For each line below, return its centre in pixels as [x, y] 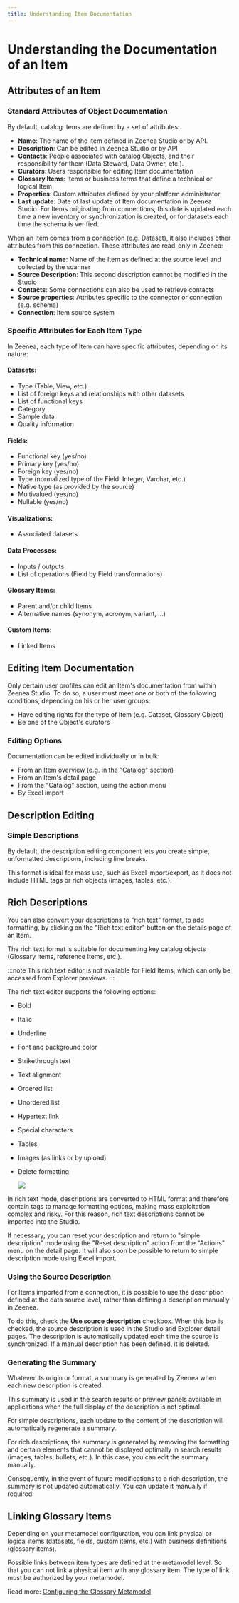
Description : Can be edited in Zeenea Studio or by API [97, 148]
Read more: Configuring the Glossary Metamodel [79, 1592]
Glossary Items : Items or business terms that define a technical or [115, 179]
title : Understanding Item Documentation [70, 14]
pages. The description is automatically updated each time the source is [113, 1336]
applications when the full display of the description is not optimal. [105, 1407]
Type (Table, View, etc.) [52, 386]
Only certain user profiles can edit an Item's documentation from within [112, 685]
